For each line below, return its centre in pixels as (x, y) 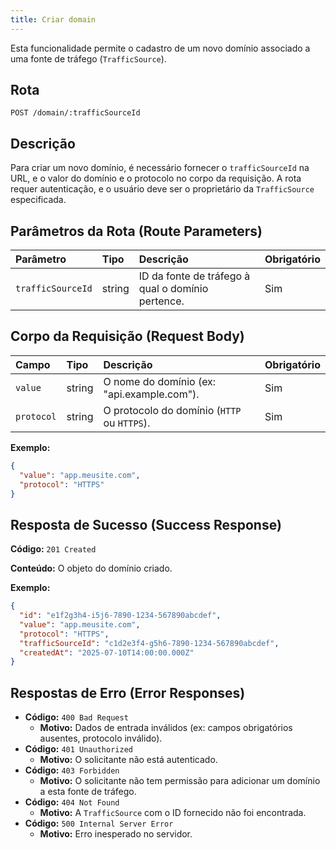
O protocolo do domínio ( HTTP (172, 410)
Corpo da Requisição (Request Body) (127, 336)
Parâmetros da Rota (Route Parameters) (136, 231)
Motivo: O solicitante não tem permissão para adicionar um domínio (180, 781)
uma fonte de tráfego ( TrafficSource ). (88, 58)
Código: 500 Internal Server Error (99, 823)
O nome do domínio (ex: (160, 381)
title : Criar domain (53, 19)
